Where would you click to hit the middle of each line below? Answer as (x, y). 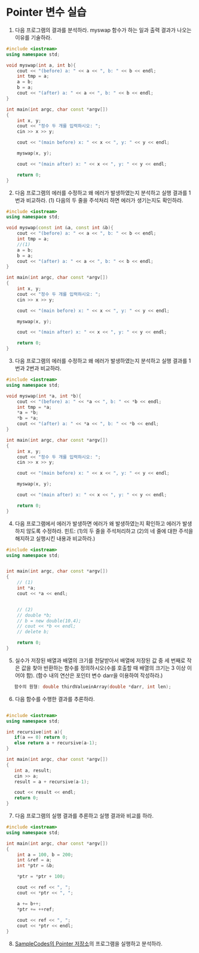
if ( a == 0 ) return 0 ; (41, 737)
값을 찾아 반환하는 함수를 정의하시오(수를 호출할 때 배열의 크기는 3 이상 (104, 667)
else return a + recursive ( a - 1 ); (56, 743)
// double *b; (34, 615)
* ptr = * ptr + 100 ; (41, 877)
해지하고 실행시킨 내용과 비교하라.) (55, 538)
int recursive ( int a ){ (34, 732)
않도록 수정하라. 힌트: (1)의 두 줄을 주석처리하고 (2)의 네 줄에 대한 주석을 (110, 531)
